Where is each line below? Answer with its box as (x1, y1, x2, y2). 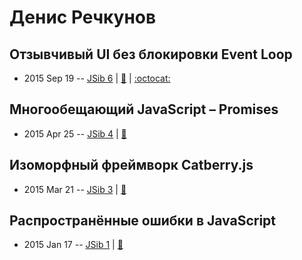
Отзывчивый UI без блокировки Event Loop (9, 46, 293, 63)
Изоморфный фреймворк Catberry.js (9, 157, 254, 174)
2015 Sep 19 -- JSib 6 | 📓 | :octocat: (23, 72, 171, 84)
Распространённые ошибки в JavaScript (9, 212, 277, 230)
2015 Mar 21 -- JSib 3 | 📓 (23, 183, 127, 195)
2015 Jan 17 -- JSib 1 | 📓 (23, 239, 124, 251)
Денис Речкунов (9, 6, 157, 29)
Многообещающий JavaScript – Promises (9, 101, 279, 118)
